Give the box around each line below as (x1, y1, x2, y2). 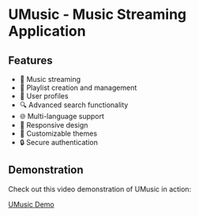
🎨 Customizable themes (19, 128, 97, 138)
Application (8, 22, 86, 40)
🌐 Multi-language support (19, 112, 105, 121)
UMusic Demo (8, 199, 54, 209)
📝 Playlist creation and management (19, 83, 137, 92)
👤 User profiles (19, 91, 69, 100)
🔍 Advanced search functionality (19, 100, 129, 110)
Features (8, 54, 53, 67)
